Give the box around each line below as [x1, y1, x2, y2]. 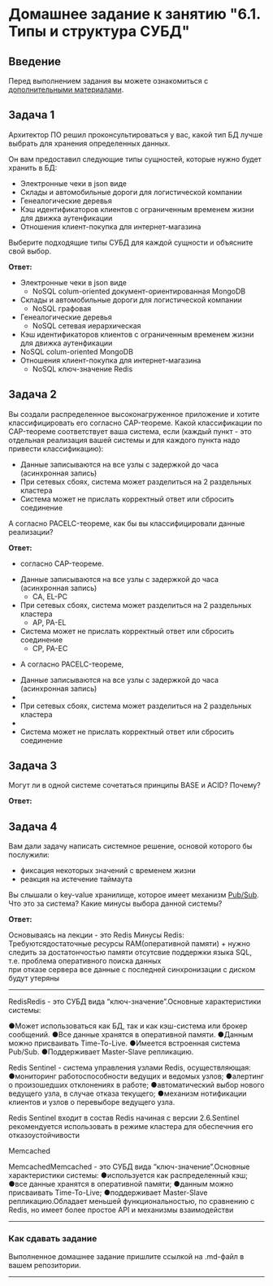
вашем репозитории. [8, 1260, 81, 1270]
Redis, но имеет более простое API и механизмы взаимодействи [8, 1205, 234, 1215]
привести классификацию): [8, 444, 104, 454]
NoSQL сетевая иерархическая [32, 320, 141, 330]
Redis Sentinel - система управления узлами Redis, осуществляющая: [8, 1062, 252, 1073]
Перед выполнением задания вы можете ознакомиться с [8, 76, 209, 85]
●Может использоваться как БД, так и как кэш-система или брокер [8, 1021, 248, 1031]
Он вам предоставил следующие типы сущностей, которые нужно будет [8, 154, 262, 163]
